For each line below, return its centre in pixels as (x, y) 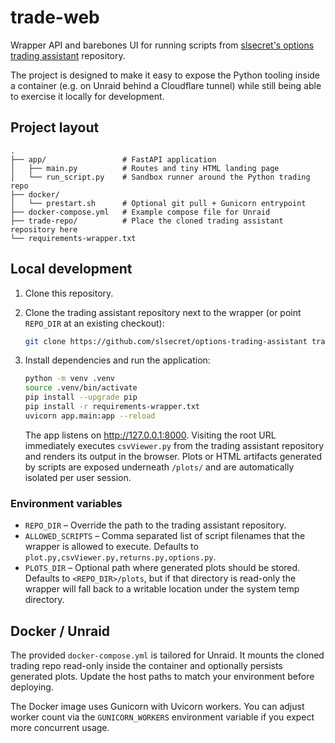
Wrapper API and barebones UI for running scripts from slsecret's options (162, 45)
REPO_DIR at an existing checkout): (94, 323)
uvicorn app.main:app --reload (90, 416)
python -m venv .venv (69, 379)
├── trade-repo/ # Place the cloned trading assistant (147, 221)
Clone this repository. (69, 293)
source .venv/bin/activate (81, 388)
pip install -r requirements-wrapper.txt (112, 407)
